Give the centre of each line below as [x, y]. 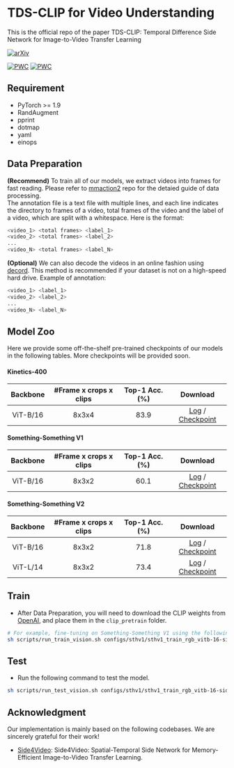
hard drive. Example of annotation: [57, 278]
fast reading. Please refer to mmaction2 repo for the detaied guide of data [113, 188]
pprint [26, 120]
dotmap [29, 127]
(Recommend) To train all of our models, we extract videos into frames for [114, 181]
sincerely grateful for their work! [53, 737]
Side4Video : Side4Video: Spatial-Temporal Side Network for [104, 750]
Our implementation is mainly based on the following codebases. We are [111, 729]
